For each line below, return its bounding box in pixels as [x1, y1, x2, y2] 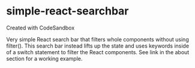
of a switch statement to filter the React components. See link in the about [6, 48, 190, 55]
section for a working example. [6, 55, 83, 62]
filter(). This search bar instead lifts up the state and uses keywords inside [6, 42, 190, 49]
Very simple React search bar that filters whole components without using [6, 36, 189, 43]
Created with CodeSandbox [6, 24, 75, 31]
